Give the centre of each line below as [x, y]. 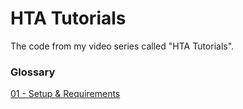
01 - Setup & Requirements [65, 94]
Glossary [33, 72]
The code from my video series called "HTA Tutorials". [122, 46]
